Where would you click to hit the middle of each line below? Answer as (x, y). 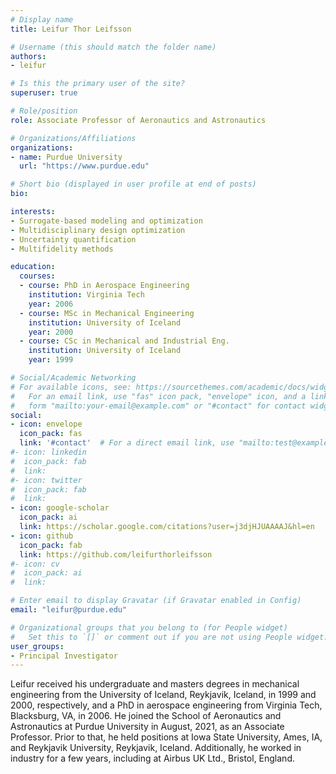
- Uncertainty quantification (73, 239)
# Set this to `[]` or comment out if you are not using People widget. (169, 637)
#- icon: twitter (46, 480)
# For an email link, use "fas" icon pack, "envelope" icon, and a (158, 396)
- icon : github (42, 536)
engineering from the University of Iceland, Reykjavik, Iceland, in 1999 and (163, 695)
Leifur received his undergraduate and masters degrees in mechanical (155, 684)
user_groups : (37, 646)
